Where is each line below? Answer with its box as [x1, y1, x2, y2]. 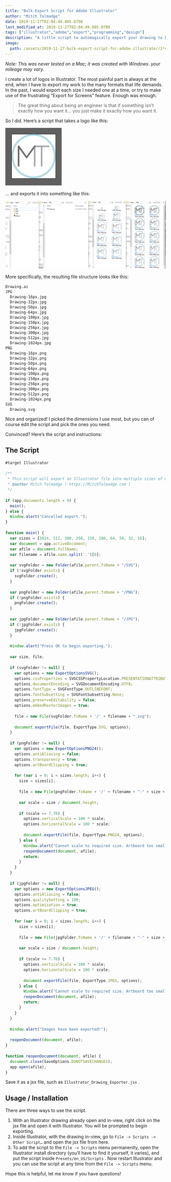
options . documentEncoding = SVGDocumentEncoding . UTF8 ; [14, 681, 133, 686]
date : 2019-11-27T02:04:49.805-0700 [5, 19, 83, 24]
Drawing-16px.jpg [10, 294, 47, 299]
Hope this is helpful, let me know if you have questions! [5, 1171, 121, 1177]
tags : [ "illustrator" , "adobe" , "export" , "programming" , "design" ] [5, 30, 145, 35]
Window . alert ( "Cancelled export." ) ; [10, 514, 88, 519]
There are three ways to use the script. [5, 1107, 87, 1113]
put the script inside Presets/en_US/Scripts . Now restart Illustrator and [12, 1155, 162, 1162]
